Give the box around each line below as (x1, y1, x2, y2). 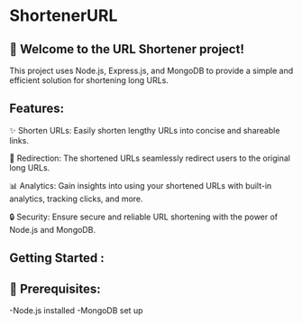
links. (9, 135, 30, 145)
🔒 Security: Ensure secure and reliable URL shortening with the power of (9, 211, 279, 222)
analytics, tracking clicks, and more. (9, 193, 143, 204)
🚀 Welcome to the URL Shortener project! (9, 42, 245, 57)
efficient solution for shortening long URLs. (9, 75, 169, 86)
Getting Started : (9, 250, 105, 266)
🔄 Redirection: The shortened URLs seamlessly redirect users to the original (9, 153, 291, 163)
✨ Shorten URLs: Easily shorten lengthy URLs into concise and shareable (9, 125, 280, 135)
